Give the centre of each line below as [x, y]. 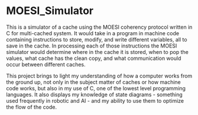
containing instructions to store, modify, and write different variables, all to [97, 39]
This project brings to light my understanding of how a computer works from [99, 76]
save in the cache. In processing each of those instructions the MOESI [92, 46]
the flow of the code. [32, 107]
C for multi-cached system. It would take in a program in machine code [92, 33]
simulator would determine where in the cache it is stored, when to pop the [98, 52]
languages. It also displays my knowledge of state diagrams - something [94, 94]
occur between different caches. [46, 64]
